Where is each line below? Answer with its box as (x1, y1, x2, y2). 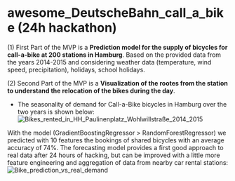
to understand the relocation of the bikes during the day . (7, 86, 175, 95)
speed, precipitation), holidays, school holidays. (7, 65, 145, 74)
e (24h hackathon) (7, 20, 117, 36)
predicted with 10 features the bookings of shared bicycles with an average (7, 135, 224, 145)
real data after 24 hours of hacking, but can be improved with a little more (7, 151, 220, 159)
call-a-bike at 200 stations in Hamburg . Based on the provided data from (7, 51, 222, 59)
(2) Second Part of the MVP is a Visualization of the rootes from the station (7, 79, 228, 87)
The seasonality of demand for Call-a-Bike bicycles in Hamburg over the (17, 100, 227, 108)
